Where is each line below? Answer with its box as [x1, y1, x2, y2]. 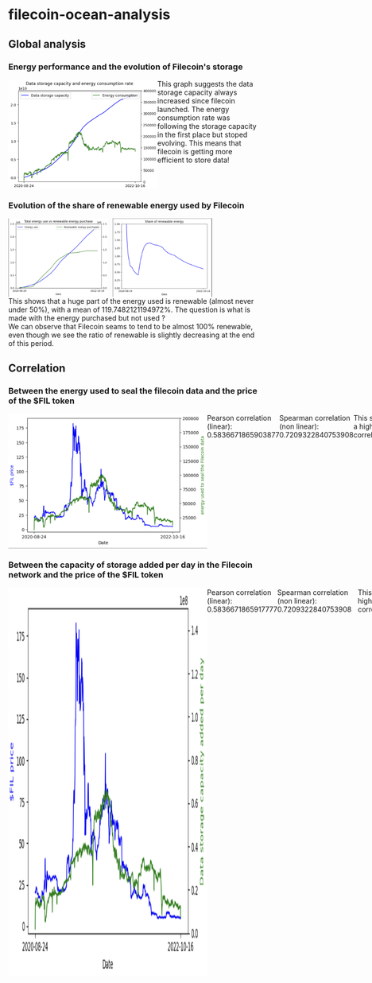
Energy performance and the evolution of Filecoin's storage [8, 61, 243, 72]
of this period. [8, 338, 54, 348]
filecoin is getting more [157, 146, 233, 156]
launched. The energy [157, 104, 230, 114]
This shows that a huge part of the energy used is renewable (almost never [8, 296, 254, 305]
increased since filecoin [157, 95, 236, 105]
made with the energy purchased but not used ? [8, 313, 165, 323]
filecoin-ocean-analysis [8, 6, 171, 24]
